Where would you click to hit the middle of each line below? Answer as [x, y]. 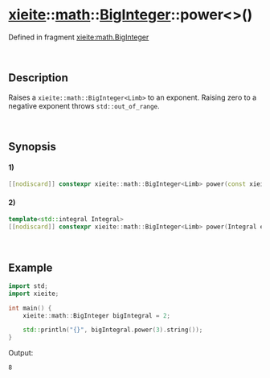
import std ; [28, 286]
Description [38, 78]
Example [31, 267]
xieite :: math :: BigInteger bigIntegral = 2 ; [97, 315]
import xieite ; [34, 294]
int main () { [30, 308]
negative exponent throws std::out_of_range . [84, 105]
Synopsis [32, 147]
